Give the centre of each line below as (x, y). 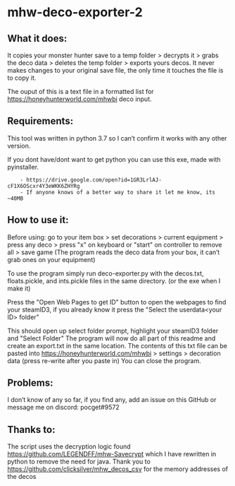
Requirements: (40, 121)
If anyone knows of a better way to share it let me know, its (121, 192)
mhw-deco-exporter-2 (75, 12)
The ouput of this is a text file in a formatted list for (81, 91)
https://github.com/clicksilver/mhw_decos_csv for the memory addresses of (118, 469)
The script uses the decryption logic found (69, 446)
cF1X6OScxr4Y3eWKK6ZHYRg (44, 186)
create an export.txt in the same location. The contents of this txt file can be (117, 345)
